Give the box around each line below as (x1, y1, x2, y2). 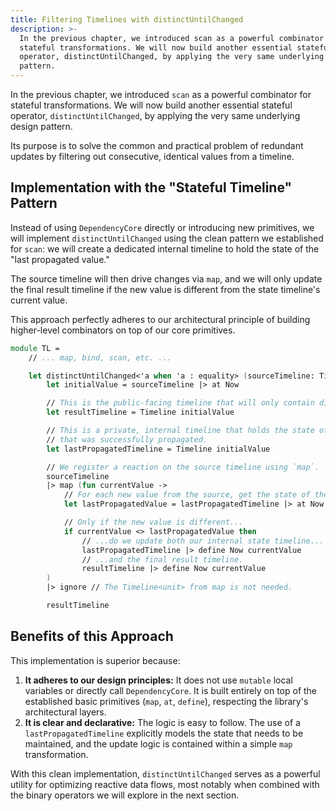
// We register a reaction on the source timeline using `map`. (46, 462, 320, 472)
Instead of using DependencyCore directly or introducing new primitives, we (10, 221, 315, 233)
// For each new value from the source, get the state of (63, 490, 311, 500)
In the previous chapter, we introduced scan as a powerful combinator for (10, 89, 312, 100)
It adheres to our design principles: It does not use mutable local (24, 674, 293, 686)
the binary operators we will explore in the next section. (10, 789, 240, 801)
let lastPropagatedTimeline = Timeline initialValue (46, 444, 271, 454)
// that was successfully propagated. (46, 434, 208, 445)
